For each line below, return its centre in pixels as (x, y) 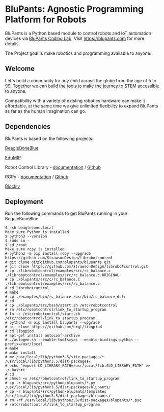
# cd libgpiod (20, 331)
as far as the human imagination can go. (46, 111)
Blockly (13, 186)
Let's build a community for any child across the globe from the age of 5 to (81, 80)
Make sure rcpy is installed (35, 249)
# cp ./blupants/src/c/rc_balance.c (42, 279)
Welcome (20, 69)
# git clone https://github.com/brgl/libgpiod (54, 327)
